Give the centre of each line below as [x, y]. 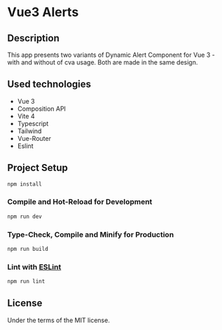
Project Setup [38, 168]
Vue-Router [34, 138]
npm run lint [26, 282]
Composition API [42, 109]
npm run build [28, 249]
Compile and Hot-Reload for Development [80, 202]
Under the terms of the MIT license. [58, 320]
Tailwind [29, 131]
